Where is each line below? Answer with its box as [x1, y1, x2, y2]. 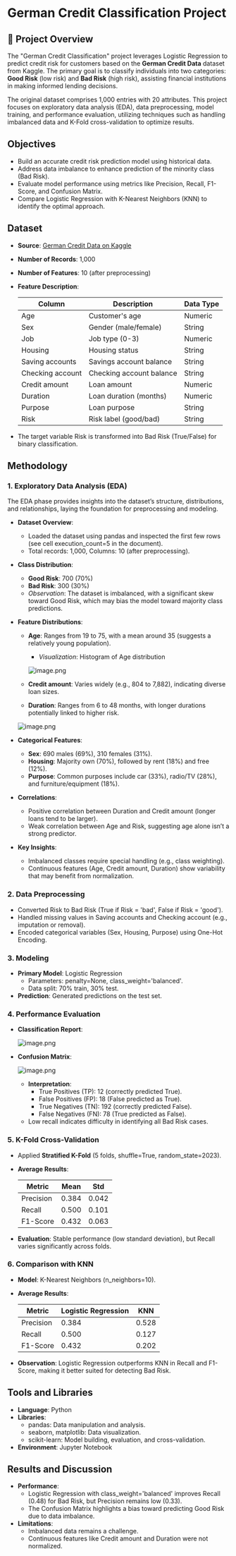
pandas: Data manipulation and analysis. [27, 1420, 146, 1429]
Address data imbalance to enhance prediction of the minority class [17, 164, 215, 173]
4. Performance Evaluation [7, 1009, 101, 1019]
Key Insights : [17, 843, 57, 851]
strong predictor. [27, 829, 77, 838]
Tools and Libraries [7, 1387, 93, 1399]
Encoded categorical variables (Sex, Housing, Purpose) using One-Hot [17, 928, 223, 936]
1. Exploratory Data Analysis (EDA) [7, 481, 128, 491]
